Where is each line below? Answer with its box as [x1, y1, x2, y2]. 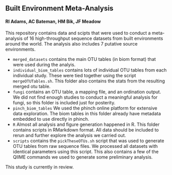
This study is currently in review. [5, 164, 74, 170]
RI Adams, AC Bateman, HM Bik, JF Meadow [5, 18, 101, 25]
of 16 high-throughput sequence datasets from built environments [24, 35, 163, 41]
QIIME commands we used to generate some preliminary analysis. [12, 154, 153, 160]
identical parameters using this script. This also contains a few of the [12, 148, 159, 155]
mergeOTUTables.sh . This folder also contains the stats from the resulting [12, 78, 165, 84]
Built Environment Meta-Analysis [5, 4, 114, 13]
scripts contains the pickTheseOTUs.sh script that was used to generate [12, 138, 164, 144]
